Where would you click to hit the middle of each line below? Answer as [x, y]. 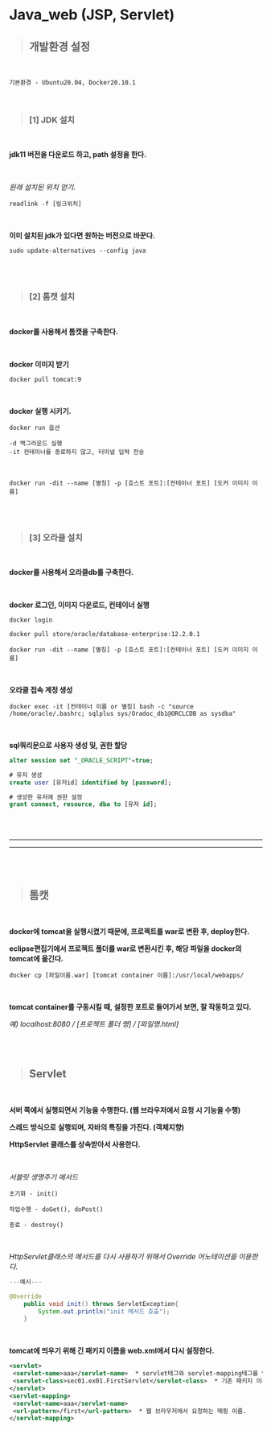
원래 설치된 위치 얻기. [42, 188]
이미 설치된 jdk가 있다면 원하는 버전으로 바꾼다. [82, 236]
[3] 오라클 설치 [55, 537]
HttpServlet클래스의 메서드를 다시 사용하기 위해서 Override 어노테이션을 [123, 1256]
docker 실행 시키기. [40, 411]
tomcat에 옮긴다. [36, 959]
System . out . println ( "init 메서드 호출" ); [104, 1311]
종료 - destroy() [36, 1225]
